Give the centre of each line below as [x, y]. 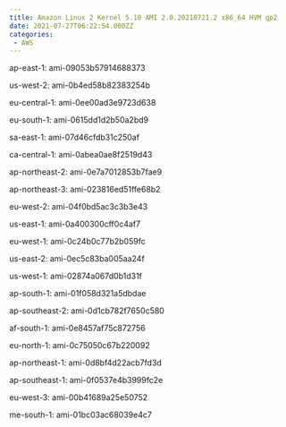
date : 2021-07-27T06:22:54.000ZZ [71, 26]
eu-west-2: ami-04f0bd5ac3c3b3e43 [79, 207]
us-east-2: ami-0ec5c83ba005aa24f [77, 259]
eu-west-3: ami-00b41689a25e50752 [79, 397]
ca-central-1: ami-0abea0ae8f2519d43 [81, 155]
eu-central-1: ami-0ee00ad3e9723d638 [83, 103]
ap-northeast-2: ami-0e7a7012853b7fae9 [86, 172]
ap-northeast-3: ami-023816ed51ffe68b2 [85, 190]
